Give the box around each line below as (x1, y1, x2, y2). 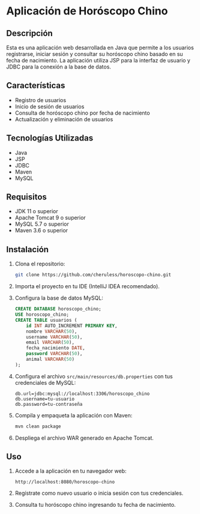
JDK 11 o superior (14, 208, 58, 215)
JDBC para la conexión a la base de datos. (6, 63, 111, 70)
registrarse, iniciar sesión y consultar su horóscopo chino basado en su (6, 50, 183, 58)
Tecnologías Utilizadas (6, 133, 94, 144)
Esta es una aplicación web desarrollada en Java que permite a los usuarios (6, 44, 194, 51)
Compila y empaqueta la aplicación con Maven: (14, 411, 133, 419)
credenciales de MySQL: (14, 379, 76, 386)
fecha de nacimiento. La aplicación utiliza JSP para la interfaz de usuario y (6, 57, 190, 64)
